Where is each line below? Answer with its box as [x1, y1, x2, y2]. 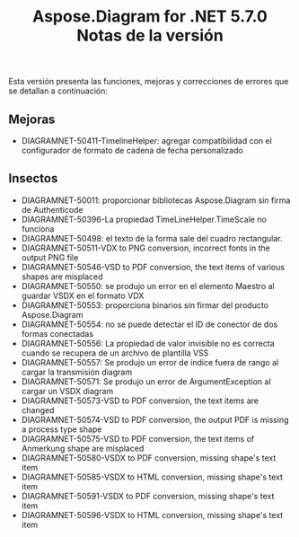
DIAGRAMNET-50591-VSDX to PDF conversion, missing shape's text [21, 490, 275, 501]
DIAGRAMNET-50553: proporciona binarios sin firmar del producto [21, 299, 268, 311]
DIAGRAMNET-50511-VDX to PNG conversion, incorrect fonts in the [21, 242, 270, 253]
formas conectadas [21, 328, 94, 339]
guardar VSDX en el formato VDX [21, 290, 145, 301]
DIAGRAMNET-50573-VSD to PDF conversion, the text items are [21, 395, 259, 406]
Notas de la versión [76, 25, 224, 46]
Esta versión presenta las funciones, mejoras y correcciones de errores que [8, 76, 289, 87]
